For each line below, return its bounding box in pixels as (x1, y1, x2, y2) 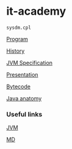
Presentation (6, 71, 38, 78)
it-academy (6, 4, 66, 18)
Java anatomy (6, 94, 42, 102)
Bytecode (6, 83, 31, 90)
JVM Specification (6, 59, 53, 66)
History (6, 47, 25, 55)
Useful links (6, 110, 43, 118)
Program (6, 35, 29, 42)
